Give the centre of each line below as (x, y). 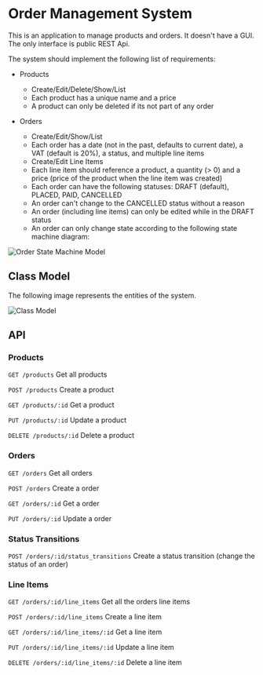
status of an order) (38, 564)
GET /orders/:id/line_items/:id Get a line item (85, 632)
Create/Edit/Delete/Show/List (79, 89)
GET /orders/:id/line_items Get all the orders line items (99, 602)
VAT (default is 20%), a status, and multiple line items (118, 153)
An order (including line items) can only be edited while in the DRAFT (143, 211)
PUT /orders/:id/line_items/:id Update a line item (91, 648)
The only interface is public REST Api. (69, 43)
